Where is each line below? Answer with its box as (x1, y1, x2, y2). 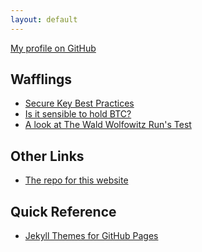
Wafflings (10, 71, 73, 88)
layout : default (10, 14, 78, 25)
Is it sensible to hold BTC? (24, 108, 132, 120)
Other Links (10, 147, 85, 165)
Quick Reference (10, 203, 117, 220)
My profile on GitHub (10, 42, 97, 54)
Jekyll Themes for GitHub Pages (24, 230, 159, 242)
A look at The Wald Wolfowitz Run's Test (24, 119, 192, 131)
